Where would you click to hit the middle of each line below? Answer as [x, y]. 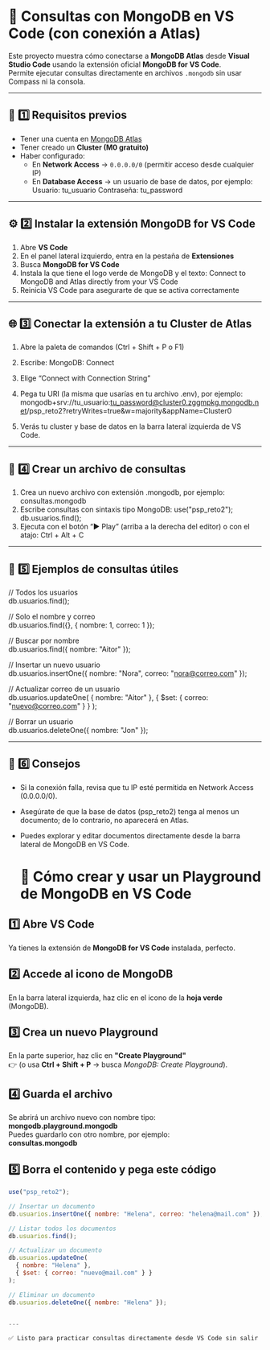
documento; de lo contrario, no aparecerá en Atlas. [104, 820]
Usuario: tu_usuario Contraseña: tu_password [107, 190]
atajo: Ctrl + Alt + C [52, 535]
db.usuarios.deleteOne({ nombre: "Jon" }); [78, 730]
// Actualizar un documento [55, 1250]
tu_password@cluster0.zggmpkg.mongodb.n [184, 402]
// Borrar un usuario [41, 722]
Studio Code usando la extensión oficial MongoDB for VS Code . [115, 64]
